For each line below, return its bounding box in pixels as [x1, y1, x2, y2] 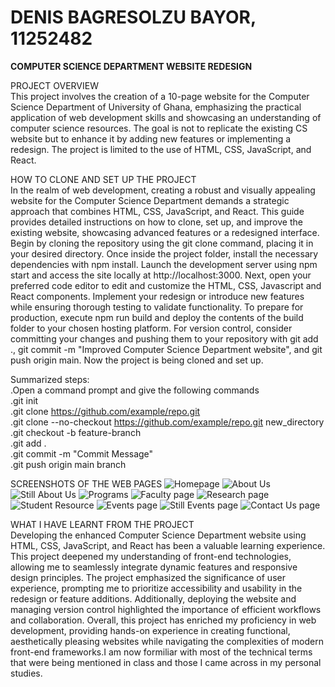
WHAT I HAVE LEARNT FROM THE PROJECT [10, 518, 195, 530]
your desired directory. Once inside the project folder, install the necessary [10, 247, 319, 260]
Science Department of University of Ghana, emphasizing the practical [10, 101, 302, 113]
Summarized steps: [10, 373, 90, 385]
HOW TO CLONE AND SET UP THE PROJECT [10, 173, 197, 185]
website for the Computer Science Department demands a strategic [10, 194, 290, 206]
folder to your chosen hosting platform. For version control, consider [10, 322, 293, 334]
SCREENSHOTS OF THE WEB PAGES [10, 477, 163, 490]
